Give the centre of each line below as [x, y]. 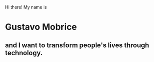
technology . [24, 53]
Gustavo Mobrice [41, 27]
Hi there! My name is [26, 7]
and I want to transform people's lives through [77, 45]
